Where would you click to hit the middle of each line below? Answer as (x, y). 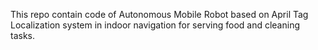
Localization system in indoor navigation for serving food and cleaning (155, 25)
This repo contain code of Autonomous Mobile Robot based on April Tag (159, 14)
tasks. (23, 35)
